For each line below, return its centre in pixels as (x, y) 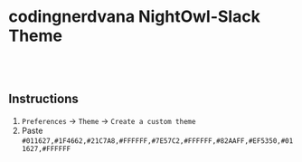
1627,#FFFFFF (46, 148)
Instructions (43, 99)
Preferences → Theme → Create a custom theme (109, 120)
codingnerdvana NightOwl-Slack (135, 17)
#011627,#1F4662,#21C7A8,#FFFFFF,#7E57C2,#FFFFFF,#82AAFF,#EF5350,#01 (157, 141)
